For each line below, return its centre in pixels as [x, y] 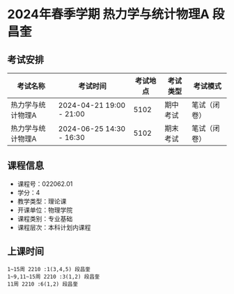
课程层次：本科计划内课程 [54, 227]
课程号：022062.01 [45, 184]
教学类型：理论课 [42, 201]
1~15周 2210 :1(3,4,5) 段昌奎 [49, 269]
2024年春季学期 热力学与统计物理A [109, 14]
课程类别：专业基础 [45, 218]
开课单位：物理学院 [45, 210]
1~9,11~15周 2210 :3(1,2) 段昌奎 [54, 277]
